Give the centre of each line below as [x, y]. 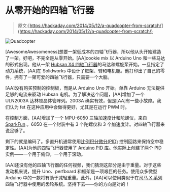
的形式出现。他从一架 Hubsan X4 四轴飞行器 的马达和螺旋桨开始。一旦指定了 [85, 64]
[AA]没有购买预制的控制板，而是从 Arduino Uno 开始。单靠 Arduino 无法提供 [85, 88]
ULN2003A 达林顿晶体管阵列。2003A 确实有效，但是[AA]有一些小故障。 [81, 100]
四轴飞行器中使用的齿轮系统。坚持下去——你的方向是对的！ [67, 184]
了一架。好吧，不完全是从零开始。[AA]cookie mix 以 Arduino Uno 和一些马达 [85, 58]
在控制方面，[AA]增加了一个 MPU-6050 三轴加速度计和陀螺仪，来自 [76, 118]
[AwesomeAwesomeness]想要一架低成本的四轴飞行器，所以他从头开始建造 [83, 51]
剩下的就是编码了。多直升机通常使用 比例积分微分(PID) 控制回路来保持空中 [82, 141]
